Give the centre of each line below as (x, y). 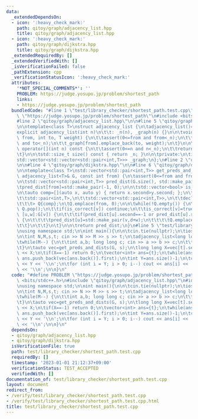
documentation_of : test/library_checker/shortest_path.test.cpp (87, 379)
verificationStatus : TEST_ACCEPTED (55, 368)
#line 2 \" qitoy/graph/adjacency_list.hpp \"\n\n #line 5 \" (91, 122)
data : (13, 12)
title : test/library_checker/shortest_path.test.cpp (72, 407)
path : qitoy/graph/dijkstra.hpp (56, 45)
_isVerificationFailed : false (48, 66)
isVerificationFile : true (43, 346)
